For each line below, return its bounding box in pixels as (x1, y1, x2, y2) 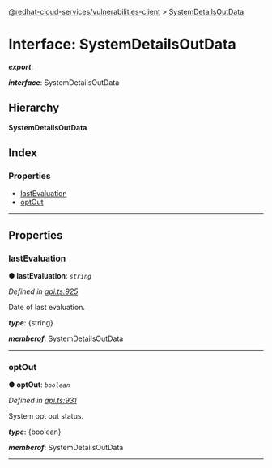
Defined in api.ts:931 (8, 396, 77, 406)
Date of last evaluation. (8, 303, 85, 313)
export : (8, 62, 34, 71)
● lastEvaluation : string (8, 271, 91, 281)
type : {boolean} (8, 427, 62, 436)
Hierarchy (8, 101, 60, 115)
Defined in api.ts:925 (8, 287, 79, 296)
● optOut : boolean (8, 380, 70, 389)
